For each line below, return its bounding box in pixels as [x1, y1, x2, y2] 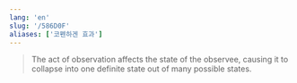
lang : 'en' [9, 12, 50, 22]
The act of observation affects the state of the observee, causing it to [31, 54, 289, 65]
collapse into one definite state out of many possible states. [31, 63, 252, 74]
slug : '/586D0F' [9, 21, 70, 30]
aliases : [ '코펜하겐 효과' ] [9, 29, 103, 38]
